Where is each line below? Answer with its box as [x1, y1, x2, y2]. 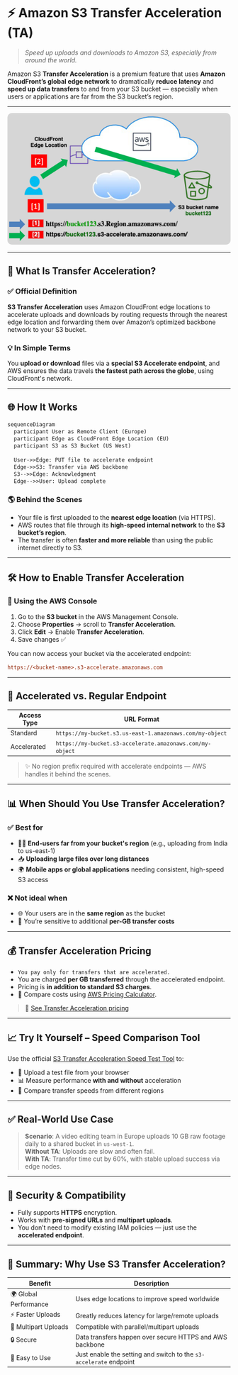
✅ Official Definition [7, 286, 77, 296]
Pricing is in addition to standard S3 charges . [17, 982, 152, 991]
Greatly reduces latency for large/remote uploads [75, 1311, 220, 1320]
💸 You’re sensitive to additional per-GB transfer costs [17, 917, 175, 925]
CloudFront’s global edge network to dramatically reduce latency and [7, 77, 214, 85]
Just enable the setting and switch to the [75, 1349, 194, 1358]
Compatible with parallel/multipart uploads [75, 1323, 200, 1331]
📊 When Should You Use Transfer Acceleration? [7, 798, 225, 810]
